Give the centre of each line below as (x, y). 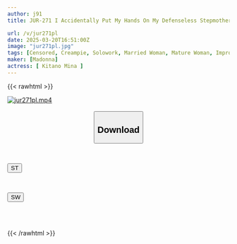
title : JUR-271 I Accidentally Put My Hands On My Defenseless (102, 21)
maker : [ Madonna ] (33, 60)
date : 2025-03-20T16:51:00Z (49, 40)
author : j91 (25, 14)
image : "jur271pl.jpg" (41, 47)
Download (119, 130)
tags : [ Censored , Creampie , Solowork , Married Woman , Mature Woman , (110, 53)
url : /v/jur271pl (33, 33)
